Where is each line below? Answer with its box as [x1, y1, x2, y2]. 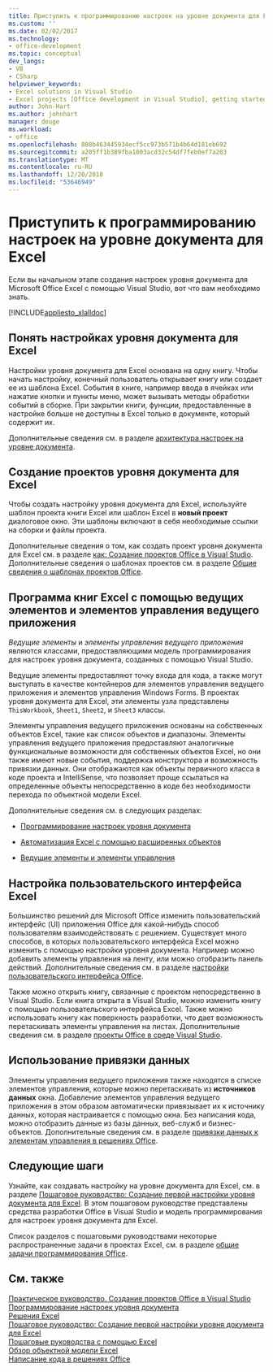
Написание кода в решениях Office [8, 1354, 131, 1364]
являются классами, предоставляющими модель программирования [8, 646, 251, 656]
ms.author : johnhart [8, 111, 79, 119]
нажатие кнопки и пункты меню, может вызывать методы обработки [8, 391, 249, 401]
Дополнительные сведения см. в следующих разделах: [8, 805, 202, 815]
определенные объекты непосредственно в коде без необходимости [8, 781, 251, 791]
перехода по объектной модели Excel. [8, 790, 142, 800]
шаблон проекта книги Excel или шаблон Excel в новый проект [8, 508, 228, 518]
